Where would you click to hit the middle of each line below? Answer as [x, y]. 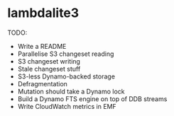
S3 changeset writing [49, 61]
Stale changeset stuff [49, 69]
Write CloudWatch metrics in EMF [67, 106]
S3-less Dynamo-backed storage [66, 76]
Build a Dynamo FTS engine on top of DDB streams [92, 99]
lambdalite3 [43, 13]
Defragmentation [42, 83]
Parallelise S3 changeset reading [66, 54]
